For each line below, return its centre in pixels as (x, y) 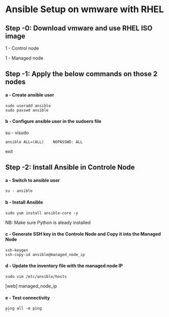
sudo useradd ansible (28, 106)
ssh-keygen (17, 250)
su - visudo (17, 133)
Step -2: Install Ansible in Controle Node (70, 167)
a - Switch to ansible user (32, 180)
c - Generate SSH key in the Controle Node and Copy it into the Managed (83, 234)
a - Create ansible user (30, 94)
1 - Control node (22, 48)
